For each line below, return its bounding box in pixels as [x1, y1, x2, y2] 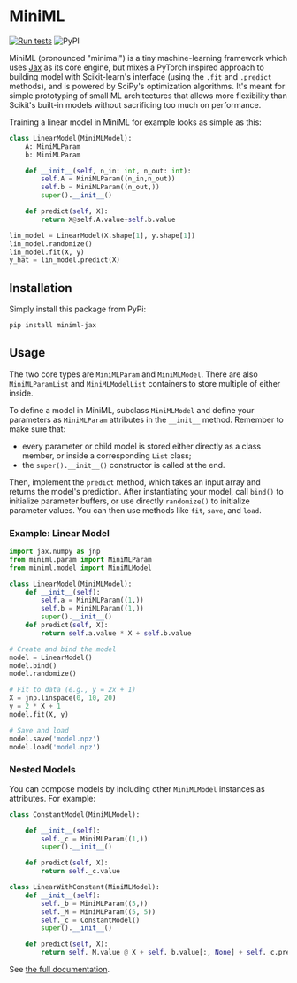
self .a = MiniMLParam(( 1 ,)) [41, 595, 144, 605]
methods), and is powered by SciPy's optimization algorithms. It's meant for [9, 81, 286, 91]
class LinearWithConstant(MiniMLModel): [9, 883, 161, 892]
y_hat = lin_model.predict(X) [9, 256, 121, 265]
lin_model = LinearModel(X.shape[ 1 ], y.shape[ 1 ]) [9, 231, 196, 240]
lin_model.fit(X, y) [9, 248, 86, 257]
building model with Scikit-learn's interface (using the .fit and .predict [9, 71, 272, 81]
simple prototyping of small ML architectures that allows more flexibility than [9, 90, 287, 101]
